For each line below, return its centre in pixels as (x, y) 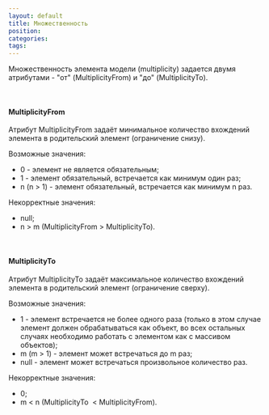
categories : (28, 38)
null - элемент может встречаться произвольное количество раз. (134, 362)
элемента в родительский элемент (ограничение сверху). (109, 287)
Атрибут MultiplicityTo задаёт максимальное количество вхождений (126, 279)
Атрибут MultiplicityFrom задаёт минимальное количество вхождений (129, 129)
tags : (17, 46)
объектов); (39, 345)
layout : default (36, 16)
